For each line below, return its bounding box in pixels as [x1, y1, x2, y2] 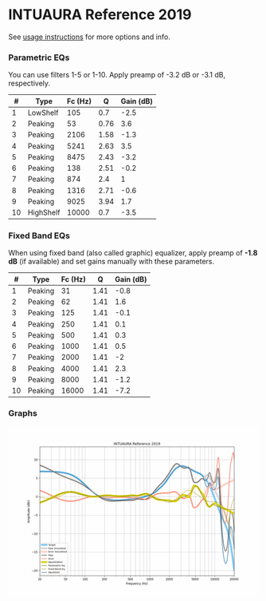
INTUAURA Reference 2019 [8, 6, 192, 24]
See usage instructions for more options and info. [8, 32, 171, 42]
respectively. [8, 78, 50, 89]
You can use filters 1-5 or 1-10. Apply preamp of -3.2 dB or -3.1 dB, [8, 70, 225, 80]
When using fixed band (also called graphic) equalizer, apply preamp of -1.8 [8, 248, 258, 258]
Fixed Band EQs [8, 230, 70, 241]
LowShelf [27, 108, 59, 117]
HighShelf [27, 208, 61, 217]
